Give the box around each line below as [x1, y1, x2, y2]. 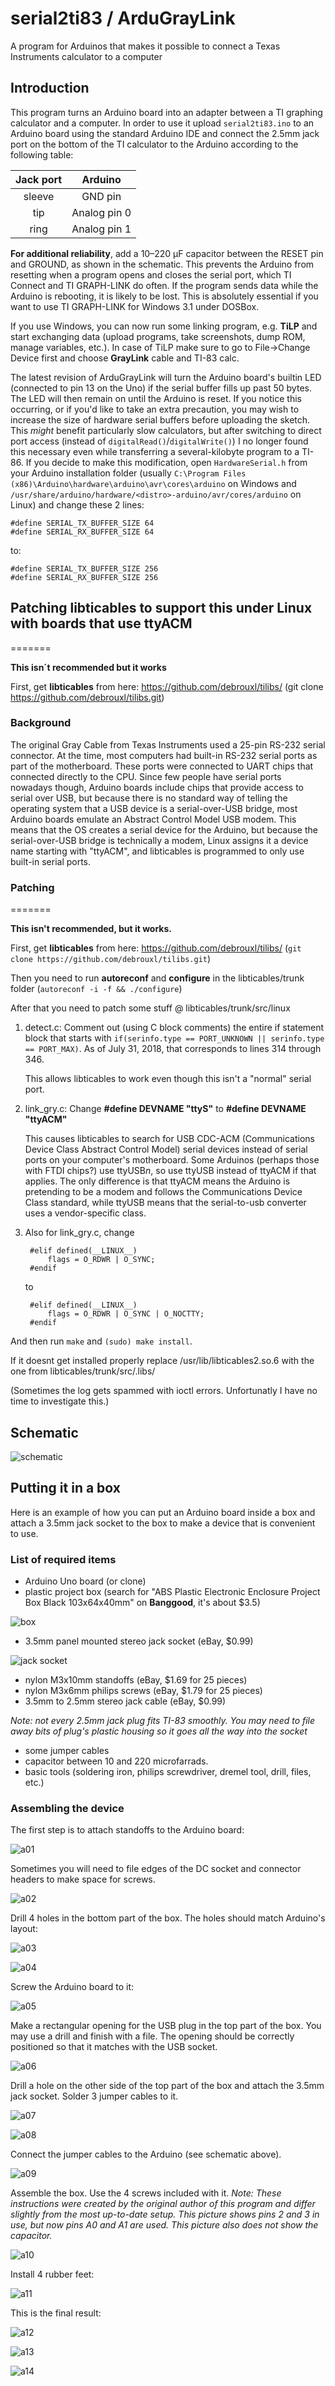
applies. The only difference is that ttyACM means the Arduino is [24, 1175, 291, 1187]
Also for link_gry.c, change [24, 1227, 135, 1239]
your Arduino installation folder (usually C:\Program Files [10, 467, 247, 479]
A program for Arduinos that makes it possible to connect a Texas [10, 40, 281, 52]
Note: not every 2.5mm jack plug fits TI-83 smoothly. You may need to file [10, 1715, 316, 1727]
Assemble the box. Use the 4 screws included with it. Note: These [10, 2187, 282, 2199]
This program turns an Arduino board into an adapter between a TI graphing [10, 106, 323, 118]
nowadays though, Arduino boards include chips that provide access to [10, 781, 305, 793]
